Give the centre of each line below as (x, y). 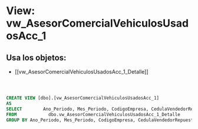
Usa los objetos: (36, 57)
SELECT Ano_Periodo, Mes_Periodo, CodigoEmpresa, (77, 109)
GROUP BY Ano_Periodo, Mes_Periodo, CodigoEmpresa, (71, 120)
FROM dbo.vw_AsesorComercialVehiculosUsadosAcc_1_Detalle (93, 114)
